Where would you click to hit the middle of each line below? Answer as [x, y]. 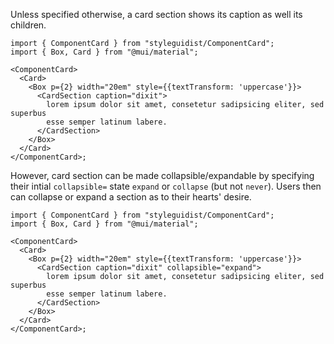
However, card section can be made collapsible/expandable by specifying [162, 175]
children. [28, 25]
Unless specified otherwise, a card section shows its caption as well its [156, 14]
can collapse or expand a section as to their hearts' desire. [131, 197]
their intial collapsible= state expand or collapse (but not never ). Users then [166, 186]
